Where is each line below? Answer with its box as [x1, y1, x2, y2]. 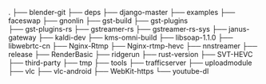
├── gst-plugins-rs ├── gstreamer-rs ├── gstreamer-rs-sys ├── [8, 25, 228, 33]
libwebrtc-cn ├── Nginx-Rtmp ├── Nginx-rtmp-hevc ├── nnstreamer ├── [8, 41, 258, 51]
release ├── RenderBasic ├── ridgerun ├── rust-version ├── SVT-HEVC [8, 50, 253, 59]
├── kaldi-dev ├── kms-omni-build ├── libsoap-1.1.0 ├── [38, 32, 233, 42]
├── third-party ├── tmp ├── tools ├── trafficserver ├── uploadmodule [8, 58, 252, 67]
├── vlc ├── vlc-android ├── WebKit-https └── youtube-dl [8, 67, 209, 75]
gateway [8, 32, 37, 42]
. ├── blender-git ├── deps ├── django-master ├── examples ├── [8, 8, 236, 17]
